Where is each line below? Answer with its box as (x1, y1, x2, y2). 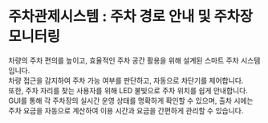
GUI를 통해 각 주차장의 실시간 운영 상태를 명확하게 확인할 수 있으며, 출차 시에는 (8, 96, 254, 105)
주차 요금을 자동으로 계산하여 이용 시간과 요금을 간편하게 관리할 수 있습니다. (8, 105, 244, 115)
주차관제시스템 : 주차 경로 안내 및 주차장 (8, 7, 254, 26)
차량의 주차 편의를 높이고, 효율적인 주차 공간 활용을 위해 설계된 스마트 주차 (8, 55, 239, 65)
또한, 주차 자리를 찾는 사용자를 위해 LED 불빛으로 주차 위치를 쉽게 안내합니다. (8, 85, 249, 95)
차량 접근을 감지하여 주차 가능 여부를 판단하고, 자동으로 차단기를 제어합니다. (8, 76, 244, 85)
